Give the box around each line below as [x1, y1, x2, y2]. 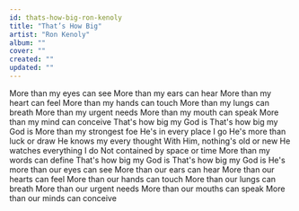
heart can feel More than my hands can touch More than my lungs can [9, 97, 269, 108]
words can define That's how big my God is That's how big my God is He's [9, 154, 286, 165]
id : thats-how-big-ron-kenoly [9, 13, 123, 22]
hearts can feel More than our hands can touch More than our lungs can [9, 173, 277, 184]
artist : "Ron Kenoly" [9, 30, 91, 39]
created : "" [9, 55, 54, 64]
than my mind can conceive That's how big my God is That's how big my [9, 116, 278, 127]
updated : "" [9, 64, 54, 73]
